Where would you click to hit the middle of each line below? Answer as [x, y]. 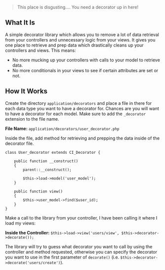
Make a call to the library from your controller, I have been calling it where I [81, 218]
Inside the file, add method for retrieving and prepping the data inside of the [82, 138]
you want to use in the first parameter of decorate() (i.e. [62, 257]
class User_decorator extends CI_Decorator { [53, 152]
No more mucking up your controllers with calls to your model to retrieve [86, 60]
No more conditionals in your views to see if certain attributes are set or [85, 70]
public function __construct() [46, 161]
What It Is [20, 22]
